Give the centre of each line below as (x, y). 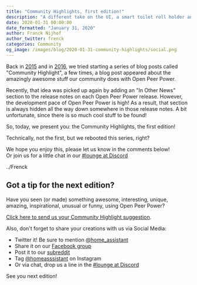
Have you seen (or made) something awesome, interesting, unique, (87, 199)
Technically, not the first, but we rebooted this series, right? (78, 138)
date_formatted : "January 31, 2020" (51, 28)
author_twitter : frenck (35, 39)
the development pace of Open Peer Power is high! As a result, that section (97, 103)
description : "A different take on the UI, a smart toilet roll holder (95, 17)
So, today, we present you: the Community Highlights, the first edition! (91, 126)
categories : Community (34, 45)
